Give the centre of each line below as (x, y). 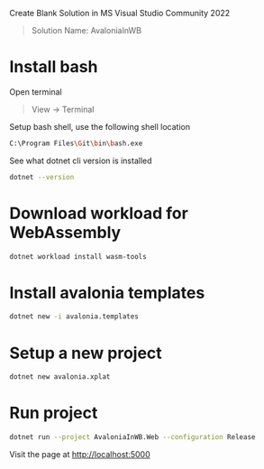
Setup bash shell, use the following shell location (100, 126)
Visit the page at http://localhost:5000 (80, 454)
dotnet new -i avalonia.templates (74, 317)
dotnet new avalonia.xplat (60, 377)
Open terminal (36, 92)
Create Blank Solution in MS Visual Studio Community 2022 (120, 13)
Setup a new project (86, 353)
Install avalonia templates (107, 293)
